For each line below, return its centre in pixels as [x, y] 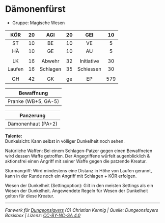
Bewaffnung [33, 93]
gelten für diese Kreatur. [30, 196]
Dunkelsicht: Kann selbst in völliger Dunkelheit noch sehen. [65, 141]
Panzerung [32, 115]
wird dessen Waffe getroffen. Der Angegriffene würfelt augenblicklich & [78, 156]
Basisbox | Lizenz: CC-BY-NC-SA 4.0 [43, 215]
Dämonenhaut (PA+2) [33, 124]
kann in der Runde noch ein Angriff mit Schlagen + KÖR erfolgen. [71, 176]
